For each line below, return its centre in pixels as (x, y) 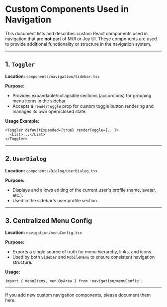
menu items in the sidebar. (40, 101)
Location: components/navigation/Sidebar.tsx (53, 76)
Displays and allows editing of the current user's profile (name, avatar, (84, 190)
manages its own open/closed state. (49, 111)
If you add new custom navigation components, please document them (78, 295)
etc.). (18, 195)
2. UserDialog (26, 159)
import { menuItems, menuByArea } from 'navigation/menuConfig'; (74, 281)
